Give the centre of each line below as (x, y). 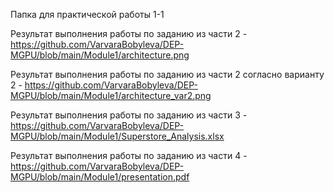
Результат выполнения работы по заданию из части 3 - (129, 115)
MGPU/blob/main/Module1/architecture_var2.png (111, 95)
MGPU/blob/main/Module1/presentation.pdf (100, 177)
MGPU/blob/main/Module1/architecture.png (100, 55)
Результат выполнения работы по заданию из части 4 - (129, 155)
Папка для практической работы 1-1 (87, 14)
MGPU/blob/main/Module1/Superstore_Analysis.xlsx (117, 136)
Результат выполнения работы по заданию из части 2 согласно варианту (167, 74)
